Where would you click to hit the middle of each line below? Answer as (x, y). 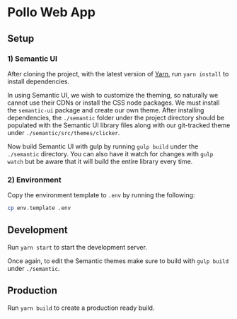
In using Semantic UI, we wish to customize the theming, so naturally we (113, 95)
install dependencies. (38, 81)
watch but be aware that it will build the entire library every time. (100, 161)
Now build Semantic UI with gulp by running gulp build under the (103, 146)
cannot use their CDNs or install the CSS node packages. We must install (114, 103)
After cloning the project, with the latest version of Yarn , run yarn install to (118, 74)
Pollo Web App (51, 12)
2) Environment (34, 180)
